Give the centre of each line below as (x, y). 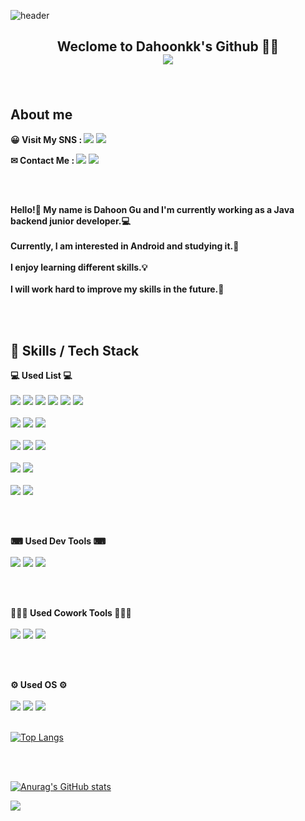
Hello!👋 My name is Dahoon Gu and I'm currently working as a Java (152, 210)
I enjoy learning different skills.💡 (79, 267)
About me (41, 114)
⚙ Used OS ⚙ (39, 685)
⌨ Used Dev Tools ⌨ (58, 541)
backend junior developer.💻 (70, 221)
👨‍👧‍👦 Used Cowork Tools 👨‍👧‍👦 (71, 613)
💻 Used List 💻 (41, 376)
